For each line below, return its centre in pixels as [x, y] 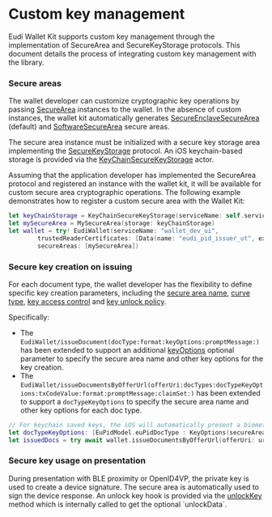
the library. [26, 62]
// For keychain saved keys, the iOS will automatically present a [125, 425]
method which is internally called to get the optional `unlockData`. [118, 504]
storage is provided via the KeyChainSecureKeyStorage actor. [111, 159]
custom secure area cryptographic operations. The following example [125, 193]
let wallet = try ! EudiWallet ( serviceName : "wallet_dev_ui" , [114, 231]
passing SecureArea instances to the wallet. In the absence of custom [125, 109]
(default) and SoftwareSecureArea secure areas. [89, 127]
